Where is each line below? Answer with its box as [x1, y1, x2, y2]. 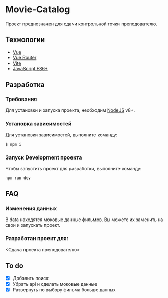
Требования [5, 96, 37, 103]
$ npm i [5, 142, 22, 147]
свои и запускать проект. [5, 222, 60, 228]
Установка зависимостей [5, 120, 72, 127]
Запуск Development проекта [5, 154, 82, 161]
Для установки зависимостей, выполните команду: [5, 132, 118, 138]
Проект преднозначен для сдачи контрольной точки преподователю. [5, 21, 157, 27]
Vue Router [12, 54, 37, 61]
